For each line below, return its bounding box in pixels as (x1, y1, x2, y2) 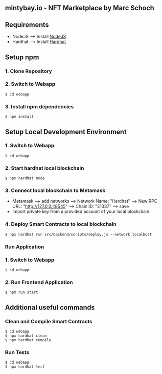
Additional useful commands (5, 303, 95, 311)
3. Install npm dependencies (5, 103, 74, 110)
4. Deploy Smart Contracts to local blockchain (5, 221, 116, 228)
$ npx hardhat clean (5, 333, 47, 338)
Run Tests (5, 349, 29, 355)
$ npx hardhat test (5, 364, 45, 369)
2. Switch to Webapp (5, 81, 55, 88)
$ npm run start (5, 290, 38, 295)
